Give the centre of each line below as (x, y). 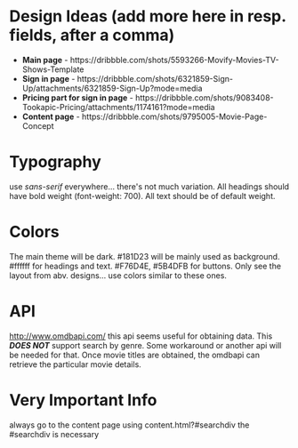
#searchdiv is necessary (54, 434)
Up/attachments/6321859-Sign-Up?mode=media (112, 88)
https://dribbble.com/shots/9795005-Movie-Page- (174, 116)
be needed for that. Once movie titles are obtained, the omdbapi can (135, 355)
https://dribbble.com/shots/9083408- (204, 97)
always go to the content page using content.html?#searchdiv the (129, 425)
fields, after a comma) (92, 35)
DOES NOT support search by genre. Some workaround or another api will (145, 345)
